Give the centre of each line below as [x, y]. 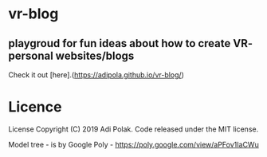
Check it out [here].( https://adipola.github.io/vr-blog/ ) [96, 75]
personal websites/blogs [71, 55]
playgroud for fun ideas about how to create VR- [131, 43]
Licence [35, 107]
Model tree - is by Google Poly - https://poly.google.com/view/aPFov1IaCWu [133, 144]
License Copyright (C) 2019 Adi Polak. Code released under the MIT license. [133, 129]
